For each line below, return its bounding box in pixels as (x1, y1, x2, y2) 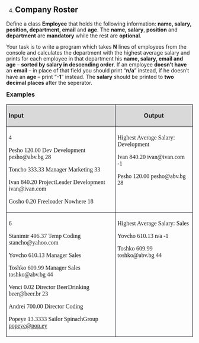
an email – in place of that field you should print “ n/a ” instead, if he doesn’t (6, 67, 190, 74)
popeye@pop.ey (8, 322, 47, 329)
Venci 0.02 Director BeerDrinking (8, 283, 90, 290)
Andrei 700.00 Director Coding (8, 303, 84, 310)
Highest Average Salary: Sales (117, 220, 190, 227)
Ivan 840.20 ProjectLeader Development (8, 179, 105, 186)
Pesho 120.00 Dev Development (8, 147, 86, 154)
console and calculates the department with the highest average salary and (6, 49, 190, 56)
